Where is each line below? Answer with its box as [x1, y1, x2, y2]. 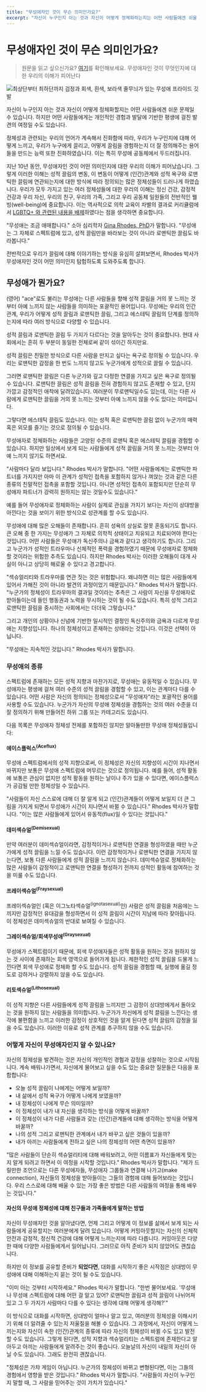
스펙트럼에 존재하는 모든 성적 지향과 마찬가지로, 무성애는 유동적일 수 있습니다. [6, 678, 191, 685]
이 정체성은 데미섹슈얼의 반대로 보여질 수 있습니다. [6, 917, 126, 924]
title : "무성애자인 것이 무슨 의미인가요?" [6, 9, 101, 15]
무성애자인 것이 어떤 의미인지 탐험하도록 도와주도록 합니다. [6, 258, 146, 265]
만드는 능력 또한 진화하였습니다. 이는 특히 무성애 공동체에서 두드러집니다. [17, 150, 191, 157]
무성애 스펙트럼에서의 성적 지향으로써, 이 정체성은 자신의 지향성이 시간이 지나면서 [6, 759, 200, 767]
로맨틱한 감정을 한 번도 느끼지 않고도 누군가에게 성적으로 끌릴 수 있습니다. [17, 360, 193, 367]
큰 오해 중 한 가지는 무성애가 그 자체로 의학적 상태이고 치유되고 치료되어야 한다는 [6, 530, 198, 537]
